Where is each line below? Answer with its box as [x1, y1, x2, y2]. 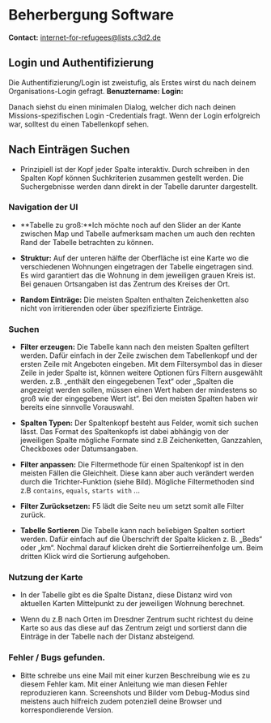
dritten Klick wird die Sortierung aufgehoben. [19, 552, 171, 562]
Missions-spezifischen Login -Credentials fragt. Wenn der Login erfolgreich [8, 110, 260, 120]
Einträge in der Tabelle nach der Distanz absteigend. [19, 631, 196, 642]
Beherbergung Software [8, 6, 174, 24]
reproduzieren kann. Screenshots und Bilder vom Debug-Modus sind [19, 687, 251, 697]
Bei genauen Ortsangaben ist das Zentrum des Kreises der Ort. [19, 278, 231, 289]
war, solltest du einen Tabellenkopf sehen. [8, 119, 150, 129]
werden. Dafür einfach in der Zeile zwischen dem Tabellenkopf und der [19, 351, 257, 360]
